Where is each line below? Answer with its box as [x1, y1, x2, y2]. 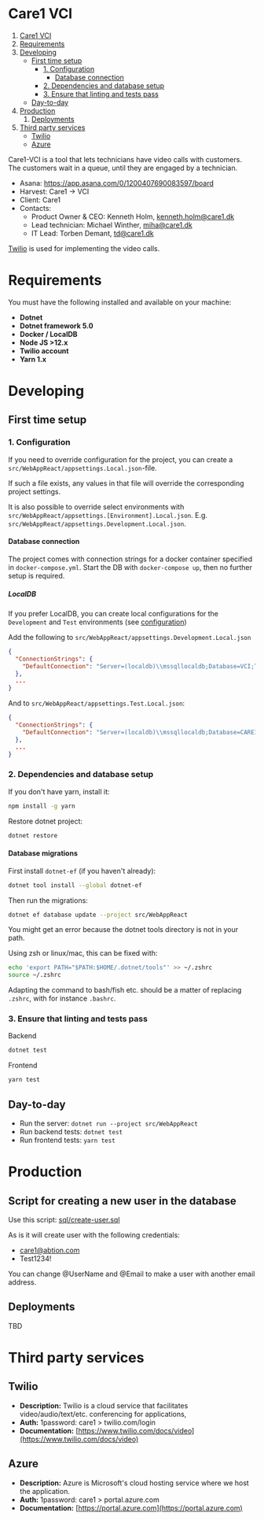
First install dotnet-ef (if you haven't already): [8, 866, 156, 875]
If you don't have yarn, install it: [8, 786, 110, 796]
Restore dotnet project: [8, 816, 82, 826]
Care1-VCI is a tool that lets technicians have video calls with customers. [8, 154, 242, 164]
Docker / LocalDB [19, 329, 78, 338]
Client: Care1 [19, 194, 61, 205]
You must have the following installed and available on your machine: [8, 297, 232, 307]
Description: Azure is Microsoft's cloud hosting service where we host [19, 1477, 249, 1488]
